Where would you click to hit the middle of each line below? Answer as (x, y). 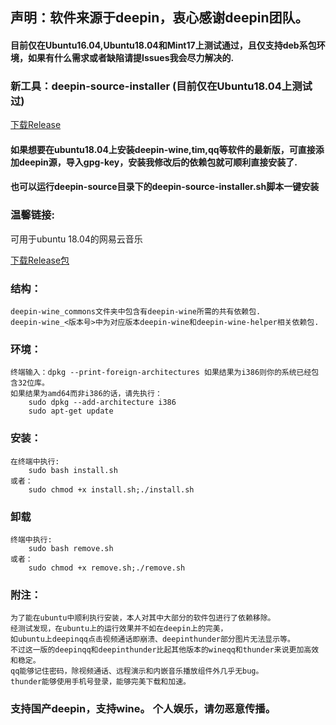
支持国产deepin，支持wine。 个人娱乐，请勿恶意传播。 (143, 709)
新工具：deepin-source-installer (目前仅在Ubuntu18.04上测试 (161, 86)
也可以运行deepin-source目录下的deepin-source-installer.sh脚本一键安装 (165, 187)
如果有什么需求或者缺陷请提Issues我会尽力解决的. (131, 57)
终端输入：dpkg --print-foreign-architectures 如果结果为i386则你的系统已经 (161, 373)
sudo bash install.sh (73, 470)
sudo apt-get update (71, 411)
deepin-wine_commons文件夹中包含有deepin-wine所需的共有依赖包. (136, 312)
